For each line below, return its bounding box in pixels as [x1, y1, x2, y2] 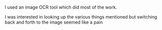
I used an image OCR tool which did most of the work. [5, 4, 117, 10]
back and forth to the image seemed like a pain [5, 19, 103, 25]
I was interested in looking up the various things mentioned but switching [5, 14, 157, 19]
